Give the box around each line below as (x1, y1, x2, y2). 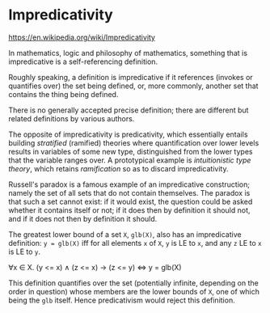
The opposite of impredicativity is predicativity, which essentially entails (8, 129, 248, 139)
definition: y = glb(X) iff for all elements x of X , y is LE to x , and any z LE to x (8, 238, 262, 247)
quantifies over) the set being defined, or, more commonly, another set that (8, 81, 259, 91)
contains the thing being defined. (8, 89, 119, 99)
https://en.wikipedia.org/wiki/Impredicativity (8, 32, 156, 42)
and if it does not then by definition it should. (8, 214, 158, 223)
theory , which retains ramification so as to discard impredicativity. (8, 163, 229, 173)
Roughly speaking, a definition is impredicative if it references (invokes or (8, 72, 253, 82)
